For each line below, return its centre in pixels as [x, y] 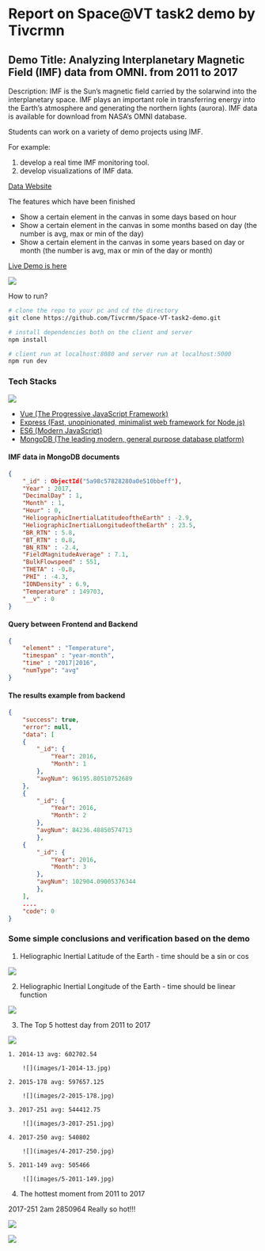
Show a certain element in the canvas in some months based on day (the [138, 225]
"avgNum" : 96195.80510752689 [85, 778]
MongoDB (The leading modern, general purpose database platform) [132, 439]
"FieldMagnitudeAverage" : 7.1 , [76, 555]
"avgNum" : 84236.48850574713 [85, 831]
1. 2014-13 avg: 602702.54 [53, 1054]
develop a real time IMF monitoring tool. [84, 162]
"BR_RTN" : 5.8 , [49, 532]
